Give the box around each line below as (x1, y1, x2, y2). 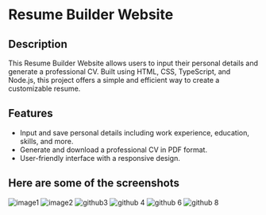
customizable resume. (8, 84, 81, 93)
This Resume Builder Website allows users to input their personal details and (8, 58, 259, 68)
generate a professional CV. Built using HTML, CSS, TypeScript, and (8, 67, 231, 76)
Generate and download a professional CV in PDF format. (19, 145, 208, 154)
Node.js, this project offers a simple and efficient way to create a (8, 76, 220, 84)
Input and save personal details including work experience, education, (19, 127, 250, 137)
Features (8, 107, 53, 120)
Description (8, 37, 67, 51)
